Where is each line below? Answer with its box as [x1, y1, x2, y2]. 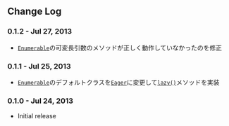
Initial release [17, 112, 56, 120]
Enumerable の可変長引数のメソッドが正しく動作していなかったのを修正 [17, 43, 222, 52]
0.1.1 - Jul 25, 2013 [7, 61, 71, 71]
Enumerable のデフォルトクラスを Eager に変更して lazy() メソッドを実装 [17, 78, 220, 86]
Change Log [7, 6, 62, 17]
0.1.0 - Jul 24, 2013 [7, 96, 74, 106]
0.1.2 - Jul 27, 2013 [7, 27, 73, 36]
